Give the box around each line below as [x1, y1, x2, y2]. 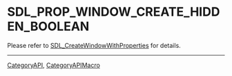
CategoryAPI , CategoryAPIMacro [7, 61, 100, 69]
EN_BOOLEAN [7, 18, 90, 34]
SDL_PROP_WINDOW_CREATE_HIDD [7, 4, 220, 20]
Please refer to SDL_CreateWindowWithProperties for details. [7, 41, 181, 49]
